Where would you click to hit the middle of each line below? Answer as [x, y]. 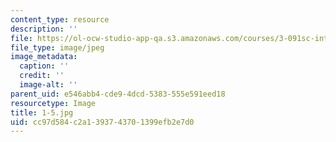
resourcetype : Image [53, 103]
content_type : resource [60, 19]
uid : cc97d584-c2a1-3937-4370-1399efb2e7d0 [102, 122]
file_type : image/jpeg [57, 47]
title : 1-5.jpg [42, 112]
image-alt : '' [48, 85]
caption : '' [44, 66]
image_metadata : [44, 57]
